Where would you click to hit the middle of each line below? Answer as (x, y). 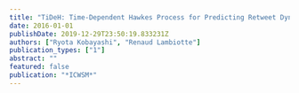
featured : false (39, 67)
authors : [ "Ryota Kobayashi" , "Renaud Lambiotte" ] (105, 42)
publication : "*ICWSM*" (53, 75)
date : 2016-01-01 (41, 26)
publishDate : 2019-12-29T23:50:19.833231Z (89, 34)
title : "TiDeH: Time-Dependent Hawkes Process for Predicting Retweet (143, 17)
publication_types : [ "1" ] (57, 50)
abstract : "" (33, 58)
